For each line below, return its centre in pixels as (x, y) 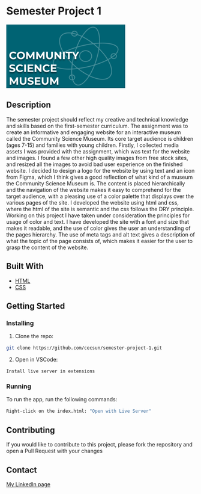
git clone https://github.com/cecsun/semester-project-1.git (84, 348)
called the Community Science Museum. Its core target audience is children (100, 138)
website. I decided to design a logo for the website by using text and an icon (100, 170)
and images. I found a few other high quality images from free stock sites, (97, 158)
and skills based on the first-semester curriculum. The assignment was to (97, 126)
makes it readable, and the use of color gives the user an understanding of (98, 228)
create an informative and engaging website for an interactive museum (94, 132)
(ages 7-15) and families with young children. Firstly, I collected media (92, 145)
